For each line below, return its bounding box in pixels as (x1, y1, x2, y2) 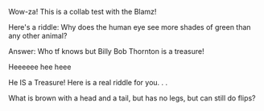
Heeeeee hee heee (8, 62, 72, 72)
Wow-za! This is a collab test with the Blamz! (8, 7, 157, 16)
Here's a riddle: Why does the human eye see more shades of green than (8, 23, 251, 31)
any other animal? (8, 31, 68, 40)
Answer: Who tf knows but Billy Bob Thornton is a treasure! (8, 47, 204, 55)
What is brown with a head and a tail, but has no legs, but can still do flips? (8, 93, 256, 103)
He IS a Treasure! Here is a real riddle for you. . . (8, 78, 168, 87)
